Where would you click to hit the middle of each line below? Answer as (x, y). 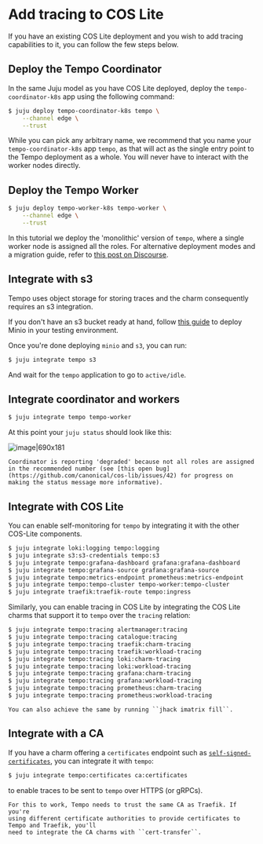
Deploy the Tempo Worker (73, 190)
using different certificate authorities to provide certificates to (124, 818)
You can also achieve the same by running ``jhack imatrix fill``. (121, 709)
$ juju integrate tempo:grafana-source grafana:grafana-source (114, 570)
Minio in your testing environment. (64, 330)
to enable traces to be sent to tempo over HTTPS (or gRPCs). (105, 790)
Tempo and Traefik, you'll (52, 825)
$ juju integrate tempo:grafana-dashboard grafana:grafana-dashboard (124, 563)
